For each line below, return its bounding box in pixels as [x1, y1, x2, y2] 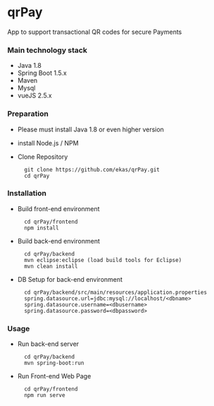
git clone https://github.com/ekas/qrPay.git [24, 166, 160, 173]
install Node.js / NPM [17, 138, 79, 147]
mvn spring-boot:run [24, 359, 84, 367]
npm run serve [24, 392, 65, 399]
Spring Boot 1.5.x [17, 68, 67, 78]
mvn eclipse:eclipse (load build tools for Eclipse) [24, 256, 182, 263]
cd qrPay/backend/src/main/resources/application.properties [24, 289, 208, 296]
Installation [7, 189, 47, 198]
